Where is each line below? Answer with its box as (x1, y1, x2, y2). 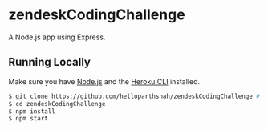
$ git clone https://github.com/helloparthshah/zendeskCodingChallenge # (8, 92, 261, 100)
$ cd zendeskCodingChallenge (8, 100, 106, 108)
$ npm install (8, 107, 56, 116)
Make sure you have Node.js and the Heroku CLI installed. (8, 76, 201, 86)
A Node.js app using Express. (8, 32, 106, 42)
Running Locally (8, 55, 91, 69)
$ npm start (8, 115, 48, 123)
